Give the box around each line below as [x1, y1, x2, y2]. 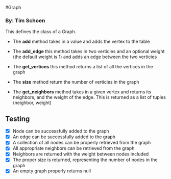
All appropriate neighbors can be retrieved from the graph [12, 145, 135, 151]
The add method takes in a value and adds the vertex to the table [12, 38, 150, 45]
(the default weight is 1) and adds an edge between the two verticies [12, 54, 157, 60]
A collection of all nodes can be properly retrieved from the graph [12, 140, 151, 146]
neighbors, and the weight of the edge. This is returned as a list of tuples [12, 94, 166, 100]
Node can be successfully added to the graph [12, 128, 109, 134]
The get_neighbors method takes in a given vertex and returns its [12, 89, 152, 95]
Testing [5, 114, 30, 123]
